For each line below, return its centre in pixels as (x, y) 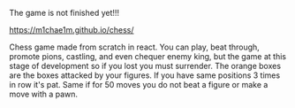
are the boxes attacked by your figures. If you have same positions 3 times (145, 75)
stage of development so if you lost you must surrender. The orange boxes (145, 66)
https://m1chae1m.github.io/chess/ (72, 30)
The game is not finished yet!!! (64, 13)
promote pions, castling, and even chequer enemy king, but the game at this (148, 56)
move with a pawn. (43, 94)
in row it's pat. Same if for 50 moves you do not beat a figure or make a (139, 85)
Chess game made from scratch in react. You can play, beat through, (135, 47)
